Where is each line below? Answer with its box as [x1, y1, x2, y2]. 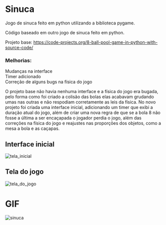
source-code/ [5, 44, 33, 50]
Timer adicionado [5, 74, 41, 80]
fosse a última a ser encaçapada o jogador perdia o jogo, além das [5, 115, 142, 121]
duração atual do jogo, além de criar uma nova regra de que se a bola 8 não [5, 110, 161, 115]
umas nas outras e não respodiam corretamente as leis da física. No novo [5, 99, 156, 105]
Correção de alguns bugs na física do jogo [5, 79, 92, 85]
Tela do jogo [5, 168, 44, 176]
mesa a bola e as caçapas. [5, 125, 60, 131]
